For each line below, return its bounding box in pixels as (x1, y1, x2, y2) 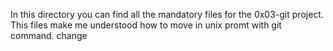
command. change (10, 30, 88, 41)
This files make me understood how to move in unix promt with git (10, 19, 282, 31)
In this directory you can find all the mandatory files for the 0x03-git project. (10, 9, 324, 20)
